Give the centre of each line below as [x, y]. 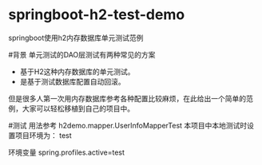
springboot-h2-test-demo [97, 15]
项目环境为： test [43, 135]
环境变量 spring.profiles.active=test [67, 152]
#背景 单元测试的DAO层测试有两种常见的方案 [82, 54]
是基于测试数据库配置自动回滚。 [72, 81]
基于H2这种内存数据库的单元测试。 [77, 71]
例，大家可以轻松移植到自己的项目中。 [71, 108]
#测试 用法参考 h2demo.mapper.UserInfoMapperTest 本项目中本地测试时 [128, 125]
